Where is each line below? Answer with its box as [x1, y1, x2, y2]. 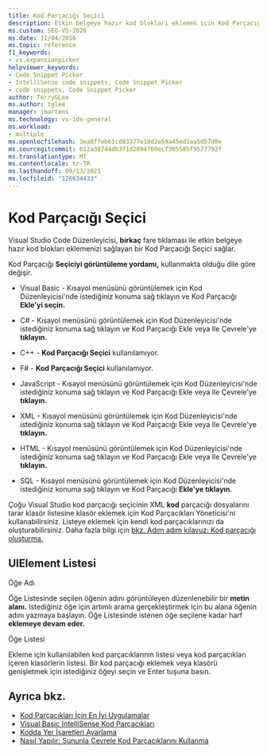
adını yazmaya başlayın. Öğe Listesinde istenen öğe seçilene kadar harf [8, 610, 243, 620]
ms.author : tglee [8, 100, 66, 108]
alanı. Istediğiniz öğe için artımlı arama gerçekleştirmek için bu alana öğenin [8, 602, 257, 611]
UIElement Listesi [8, 557, 97, 571]
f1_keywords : [8, 49, 52, 57]
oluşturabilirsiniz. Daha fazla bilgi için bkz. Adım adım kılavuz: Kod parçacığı [8, 525, 257, 535]
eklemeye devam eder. [8, 618, 85, 628]
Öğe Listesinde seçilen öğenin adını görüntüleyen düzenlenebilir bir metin [8, 593, 250, 602]
